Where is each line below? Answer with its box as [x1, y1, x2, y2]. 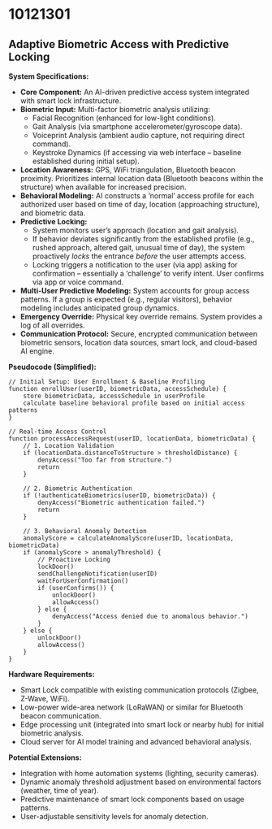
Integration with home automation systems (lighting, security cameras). [19, 769, 259, 778]
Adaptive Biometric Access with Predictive [8, 37, 230, 51]
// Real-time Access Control [8, 428, 107, 436]
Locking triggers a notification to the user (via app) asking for [32, 260, 238, 269]
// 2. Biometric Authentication [23, 484, 132, 493]
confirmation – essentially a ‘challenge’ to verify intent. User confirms [32, 269, 265, 278]
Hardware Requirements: [8, 670, 95, 679]
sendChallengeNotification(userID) [37, 570, 158, 578]
